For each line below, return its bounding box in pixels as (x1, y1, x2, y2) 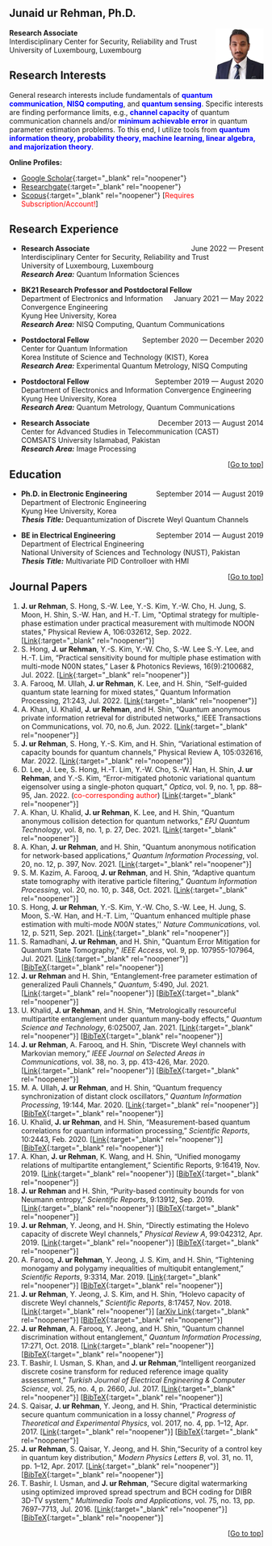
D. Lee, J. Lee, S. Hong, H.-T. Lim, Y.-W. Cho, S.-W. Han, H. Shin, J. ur (20, 765, 253, 775)
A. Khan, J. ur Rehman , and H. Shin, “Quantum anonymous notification (20, 842, 257, 852)
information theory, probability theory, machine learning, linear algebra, (9, 133, 256, 142)
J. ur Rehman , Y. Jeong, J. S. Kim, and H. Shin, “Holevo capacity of (20, 1289, 245, 1299)
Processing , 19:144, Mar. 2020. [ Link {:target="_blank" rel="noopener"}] (20, 1100, 259, 1110)
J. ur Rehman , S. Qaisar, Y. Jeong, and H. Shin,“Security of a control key (20, 1444, 262, 1454)
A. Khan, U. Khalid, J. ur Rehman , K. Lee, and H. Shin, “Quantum (20, 808, 235, 818)
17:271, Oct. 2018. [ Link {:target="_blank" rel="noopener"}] (20, 1341, 215, 1351)
